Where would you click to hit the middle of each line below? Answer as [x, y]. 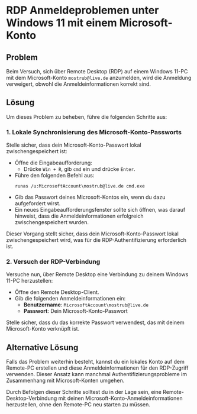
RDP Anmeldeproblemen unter [83, 10]
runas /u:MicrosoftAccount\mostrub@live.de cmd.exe [80, 186]
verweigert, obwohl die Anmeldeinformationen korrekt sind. [78, 84]
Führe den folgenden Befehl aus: [54, 176]
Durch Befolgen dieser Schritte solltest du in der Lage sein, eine [84, 392]
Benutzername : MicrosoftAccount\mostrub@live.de [86, 305]
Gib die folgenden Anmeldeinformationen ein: [70, 299]
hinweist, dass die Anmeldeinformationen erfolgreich [79, 216]
